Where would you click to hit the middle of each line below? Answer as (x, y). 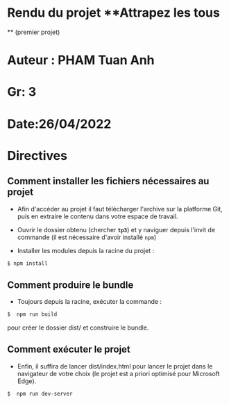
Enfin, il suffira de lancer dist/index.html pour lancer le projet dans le (115, 366)
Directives (37, 155)
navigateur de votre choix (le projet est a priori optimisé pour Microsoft (118, 373)
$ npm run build (32, 314)
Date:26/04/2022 (59, 124)
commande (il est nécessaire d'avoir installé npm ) (87, 237)
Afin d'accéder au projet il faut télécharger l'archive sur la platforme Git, (120, 209)
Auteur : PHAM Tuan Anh (81, 60)
